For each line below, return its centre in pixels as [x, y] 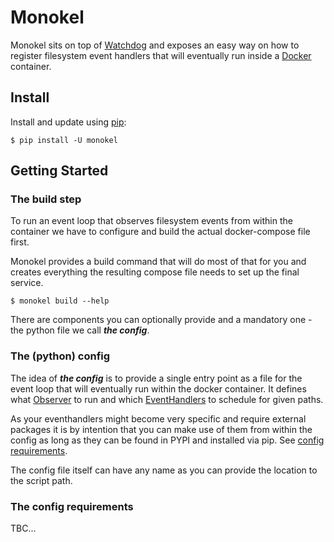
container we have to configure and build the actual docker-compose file [160, 232]
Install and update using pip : [68, 122]
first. [20, 242]
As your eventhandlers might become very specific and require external [158, 418]
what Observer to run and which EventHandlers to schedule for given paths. [167, 399]
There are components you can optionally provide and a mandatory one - [161, 320]
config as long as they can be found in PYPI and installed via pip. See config [167, 440]
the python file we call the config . [80, 330]
